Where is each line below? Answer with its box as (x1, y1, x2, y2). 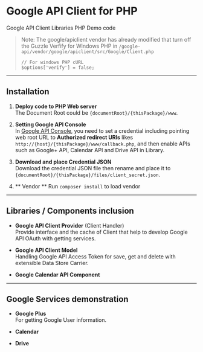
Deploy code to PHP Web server (14, 103, 97, 110)
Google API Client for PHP (6, 4, 138, 18)
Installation (6, 86, 50, 97)
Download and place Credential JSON (14, 158, 112, 165)
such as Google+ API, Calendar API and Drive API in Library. (14, 146, 165, 153)
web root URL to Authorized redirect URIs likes (14, 133, 134, 141)
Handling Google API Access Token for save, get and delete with (14, 252, 176, 260)
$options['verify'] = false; (21, 65, 95, 71)
